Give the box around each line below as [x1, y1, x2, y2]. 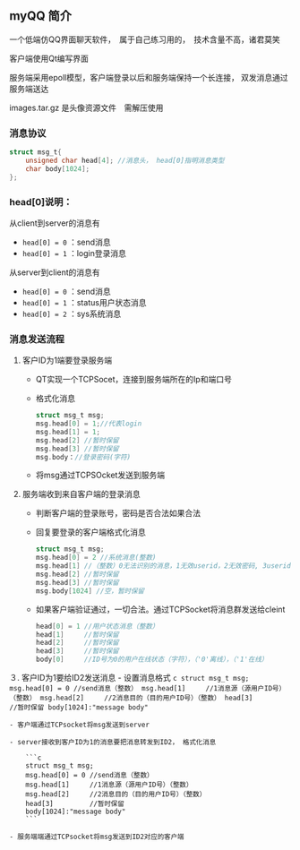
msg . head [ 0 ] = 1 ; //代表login [35, 419, 142, 428]
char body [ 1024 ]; [25, 164, 90, 173]
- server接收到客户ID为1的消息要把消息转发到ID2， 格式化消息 [9, 738, 217, 747]
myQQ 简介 [9, 8, 73, 24]
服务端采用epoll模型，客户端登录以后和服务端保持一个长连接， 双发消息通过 [9, 72, 288, 82]
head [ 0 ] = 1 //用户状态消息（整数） [35, 622, 159, 631]
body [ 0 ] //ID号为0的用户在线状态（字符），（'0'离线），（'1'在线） [35, 655, 269, 665]
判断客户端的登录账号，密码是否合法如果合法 [35, 508, 201, 519]
